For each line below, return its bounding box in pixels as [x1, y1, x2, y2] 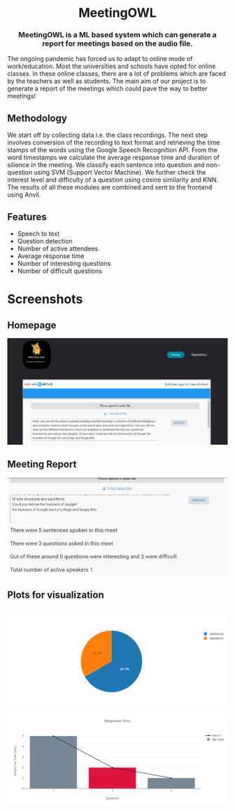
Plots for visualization [7, 589, 105, 601]
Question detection [17, 237, 73, 246]
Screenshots [7, 291, 83, 307]
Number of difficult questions [17, 267, 103, 275]
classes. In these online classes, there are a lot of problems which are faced [7, 69, 226, 78]
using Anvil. [7, 191, 41, 199]
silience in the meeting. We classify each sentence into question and [7, 161, 205, 169]
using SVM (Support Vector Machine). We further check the [34, 168, 206, 177]
